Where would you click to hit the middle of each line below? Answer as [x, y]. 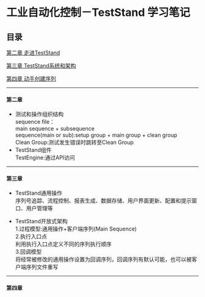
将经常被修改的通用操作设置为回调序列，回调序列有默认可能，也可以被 [103, 259]
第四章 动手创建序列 [31, 79]
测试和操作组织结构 [39, 114]
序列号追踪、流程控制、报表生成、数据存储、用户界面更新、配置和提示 [103, 201]
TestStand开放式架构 [41, 221]
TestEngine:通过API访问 [45, 158]
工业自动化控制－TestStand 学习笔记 [98, 13]
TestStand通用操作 [39, 193]
